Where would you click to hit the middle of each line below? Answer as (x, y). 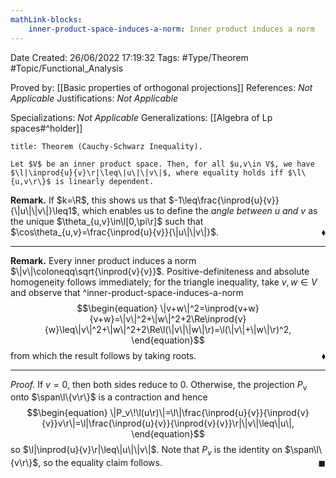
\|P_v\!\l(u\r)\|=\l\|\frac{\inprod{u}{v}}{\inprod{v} (209, 413)
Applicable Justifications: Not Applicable (94, 98)
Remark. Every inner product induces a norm (103, 260)
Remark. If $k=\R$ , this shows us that (88, 200)
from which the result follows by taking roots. (103, 355)
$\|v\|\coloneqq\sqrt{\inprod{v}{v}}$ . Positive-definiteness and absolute (160, 271)
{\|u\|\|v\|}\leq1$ (44, 210)
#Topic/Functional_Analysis (67, 68)
